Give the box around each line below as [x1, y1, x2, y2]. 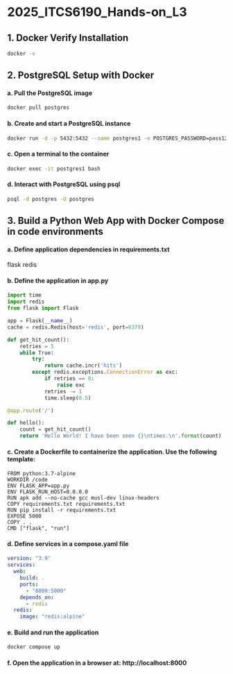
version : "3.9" [7, 555, 51, 562]
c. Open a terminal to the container [7, 150, 110, 158]
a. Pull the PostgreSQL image [7, 88, 92, 97]
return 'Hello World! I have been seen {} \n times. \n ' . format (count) [19, 432, 222, 440]
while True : [19, 349, 54, 356]
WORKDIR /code [7, 477, 49, 484]
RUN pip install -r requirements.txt [7, 507, 116, 514]
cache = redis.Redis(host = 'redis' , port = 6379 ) [7, 324, 144, 331]
